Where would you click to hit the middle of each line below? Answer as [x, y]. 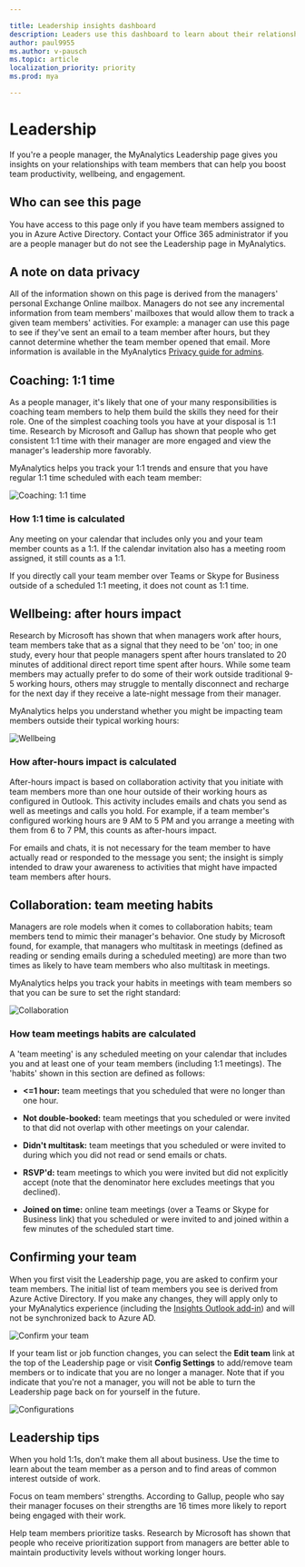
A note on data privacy [75, 272]
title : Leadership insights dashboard [83, 25]
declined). [41, 1192]
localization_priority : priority [73, 68]
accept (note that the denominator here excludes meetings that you [148, 1182]
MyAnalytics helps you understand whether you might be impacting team [146, 711]
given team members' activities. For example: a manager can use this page [150, 322]
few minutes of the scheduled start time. [98, 1228]
